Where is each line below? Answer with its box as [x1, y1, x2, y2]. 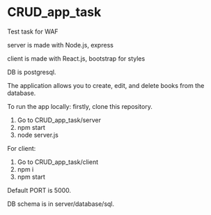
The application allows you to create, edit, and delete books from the [7, 81, 205, 89]
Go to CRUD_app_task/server [17, 116, 102, 124]
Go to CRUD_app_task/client [17, 158, 99, 166]
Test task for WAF [7, 27, 58, 36]
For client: [7, 144, 36, 152]
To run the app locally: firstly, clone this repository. [7, 102, 153, 110]
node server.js [17, 131, 59, 139]
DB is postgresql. [7, 68, 56, 76]
